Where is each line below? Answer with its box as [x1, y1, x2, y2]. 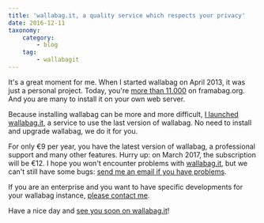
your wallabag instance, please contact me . [8, 191, 150, 200]
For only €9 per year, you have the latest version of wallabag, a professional [8, 142, 255, 151]
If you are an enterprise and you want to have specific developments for [8, 182, 243, 191]
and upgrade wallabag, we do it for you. [8, 126, 138, 135]
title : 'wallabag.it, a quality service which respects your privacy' [8, 11, 246, 20]
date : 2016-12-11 [8, 19, 66, 27]
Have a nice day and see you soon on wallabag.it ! [8, 206, 170, 215]
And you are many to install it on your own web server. [8, 94, 186, 104]
